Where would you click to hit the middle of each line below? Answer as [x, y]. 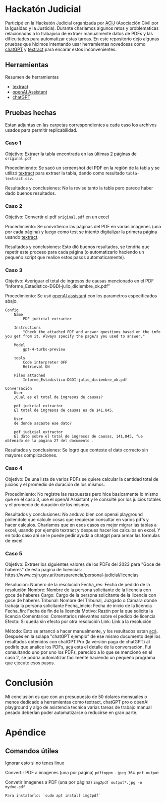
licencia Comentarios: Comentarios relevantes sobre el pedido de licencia [81, 616]
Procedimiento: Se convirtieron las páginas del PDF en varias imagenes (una [83, 227]
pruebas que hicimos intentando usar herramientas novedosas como [75, 44]
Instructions [28, 328]
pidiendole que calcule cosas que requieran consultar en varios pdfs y [77, 519]
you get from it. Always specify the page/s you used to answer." [75, 337]
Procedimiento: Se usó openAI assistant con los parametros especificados [81, 296]
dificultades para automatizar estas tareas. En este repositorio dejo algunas [82, 39]
